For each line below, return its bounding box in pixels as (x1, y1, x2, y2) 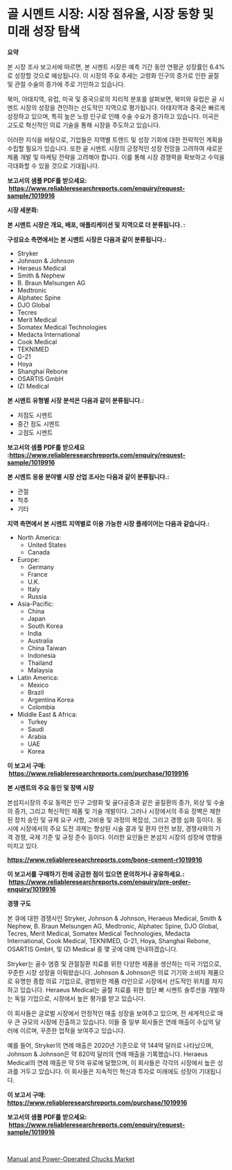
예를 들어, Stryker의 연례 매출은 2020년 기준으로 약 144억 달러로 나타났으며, (7, 1041, 213, 1049)
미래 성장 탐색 (7, 24, 80, 40)
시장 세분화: (7, 205, 39, 214)
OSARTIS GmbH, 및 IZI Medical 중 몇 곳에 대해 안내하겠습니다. (7, 944, 179, 953)
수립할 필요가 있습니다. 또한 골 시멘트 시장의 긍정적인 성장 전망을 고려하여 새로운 (7, 144, 224, 153)
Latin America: (17, 673, 59, 681)
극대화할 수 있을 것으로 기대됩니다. (7, 161, 100, 170)
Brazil (27, 688, 44, 696)
